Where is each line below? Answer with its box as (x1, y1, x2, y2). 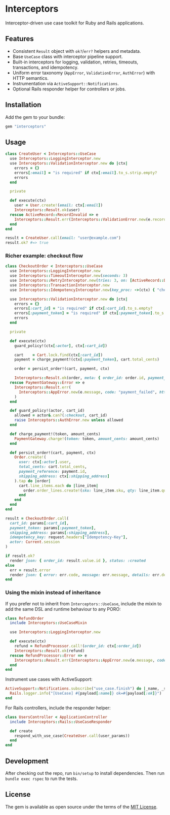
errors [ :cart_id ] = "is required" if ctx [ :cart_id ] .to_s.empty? (14, 306, 153, 311)
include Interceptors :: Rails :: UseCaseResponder (10, 719, 112, 724)
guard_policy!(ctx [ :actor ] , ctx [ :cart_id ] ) (14, 343, 108, 348)
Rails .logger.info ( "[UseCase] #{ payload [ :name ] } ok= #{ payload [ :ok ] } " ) (10, 691, 162, 696)
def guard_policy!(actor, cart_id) (10, 408, 85, 413)
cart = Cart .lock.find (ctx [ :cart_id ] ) (14, 352, 103, 357)
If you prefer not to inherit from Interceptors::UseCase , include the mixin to (5, 600, 162, 607)
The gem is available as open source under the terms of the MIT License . (5, 803, 158, 810)
